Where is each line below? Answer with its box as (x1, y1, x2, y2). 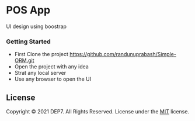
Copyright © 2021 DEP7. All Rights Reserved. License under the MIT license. (6, 108, 190, 115)
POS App (6, 4, 51, 17)
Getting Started (6, 37, 51, 46)
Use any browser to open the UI (14, 75, 92, 82)
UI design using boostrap (6, 23, 67, 30)
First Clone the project (14, 51, 69, 58)
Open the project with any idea (14, 63, 89, 70)
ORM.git (14, 57, 34, 64)
